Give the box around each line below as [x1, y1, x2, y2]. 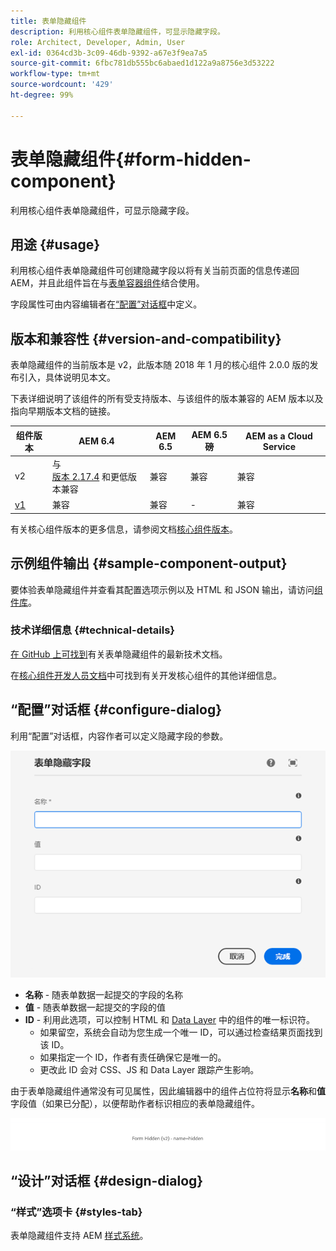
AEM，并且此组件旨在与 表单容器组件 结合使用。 [10, 277, 205, 289]
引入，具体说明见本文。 [18, 371, 116, 384]
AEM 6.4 [78, 435, 115, 447]
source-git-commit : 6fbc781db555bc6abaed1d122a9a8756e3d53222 [10, 58, 275, 69]
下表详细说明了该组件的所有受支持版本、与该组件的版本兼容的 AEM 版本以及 [10, 393, 324, 405]
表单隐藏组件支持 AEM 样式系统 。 [10, 1230, 149, 1242]
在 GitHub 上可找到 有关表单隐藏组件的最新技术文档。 [10, 648, 228, 660]
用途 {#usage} [10, 236, 101, 253]
